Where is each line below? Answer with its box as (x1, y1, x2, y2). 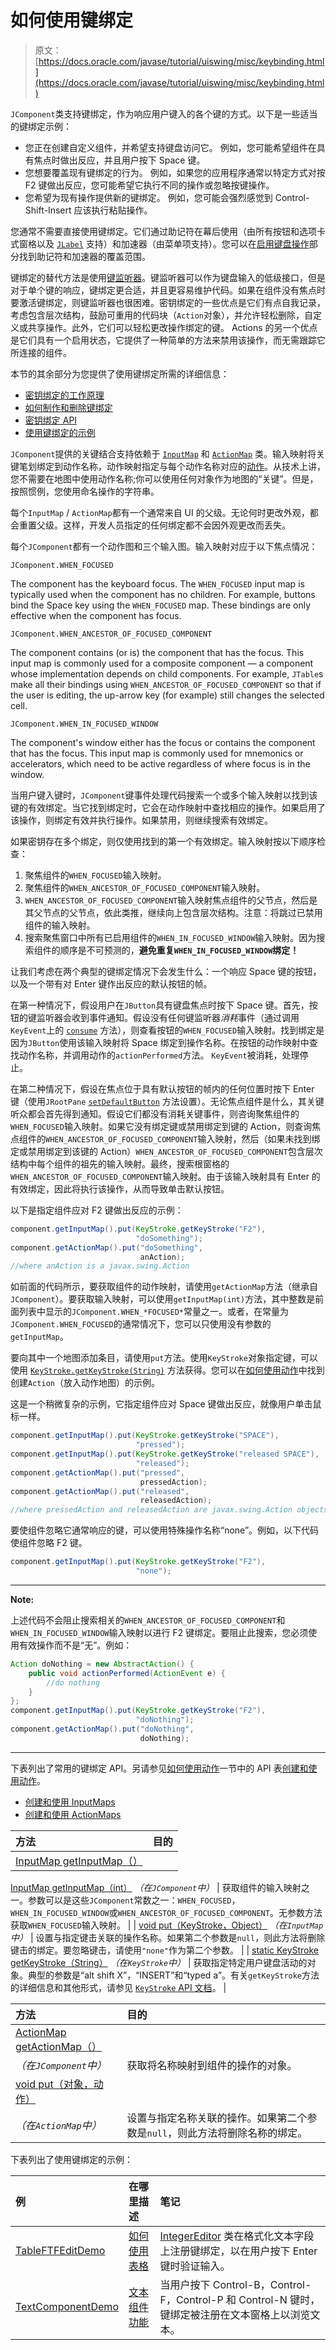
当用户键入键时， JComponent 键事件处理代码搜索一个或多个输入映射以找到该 (10, 789, 318, 801)
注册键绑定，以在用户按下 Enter (169, 2244, 318, 2258)
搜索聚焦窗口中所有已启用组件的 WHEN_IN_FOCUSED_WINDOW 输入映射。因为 (24, 931, 317, 943)
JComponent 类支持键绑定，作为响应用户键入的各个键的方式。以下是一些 (10, 107, 301, 120)
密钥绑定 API (24, 414, 78, 426)
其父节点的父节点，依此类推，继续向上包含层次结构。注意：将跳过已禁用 (24, 906, 323, 918)
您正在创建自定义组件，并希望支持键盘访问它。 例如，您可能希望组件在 (24, 141, 317, 153)
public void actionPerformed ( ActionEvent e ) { (28, 1668, 226, 1678)
